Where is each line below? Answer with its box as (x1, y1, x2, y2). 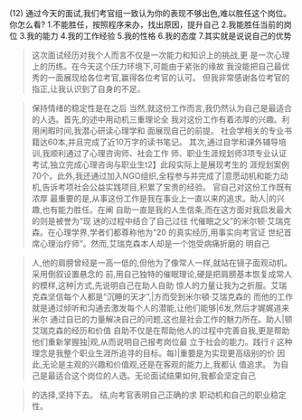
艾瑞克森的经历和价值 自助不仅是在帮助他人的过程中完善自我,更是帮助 (31, 325, 290, 336)
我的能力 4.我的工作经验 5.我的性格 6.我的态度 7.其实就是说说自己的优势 (26, 31, 292, 41)
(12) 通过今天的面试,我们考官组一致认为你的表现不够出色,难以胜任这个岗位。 (9, 8, 292, 18)
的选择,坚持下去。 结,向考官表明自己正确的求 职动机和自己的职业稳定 (31, 389, 287, 400)
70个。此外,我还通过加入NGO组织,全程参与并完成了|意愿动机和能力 (31, 171, 280, 181)
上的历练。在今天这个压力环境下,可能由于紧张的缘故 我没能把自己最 (31, 61, 282, 71)
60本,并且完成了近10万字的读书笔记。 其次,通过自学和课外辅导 (47, 136, 278, 147)
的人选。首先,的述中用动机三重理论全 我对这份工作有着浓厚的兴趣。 (31, 114, 282, 125)
